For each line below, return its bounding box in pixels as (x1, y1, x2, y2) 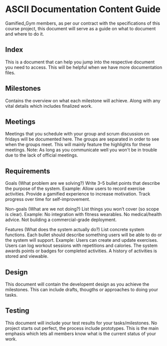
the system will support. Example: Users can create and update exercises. (5, 237, 158, 243)
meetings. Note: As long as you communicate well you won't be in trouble (5, 147, 157, 153)
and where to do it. (5, 31, 44, 37)
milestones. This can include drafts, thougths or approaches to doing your (5, 287, 158, 293)
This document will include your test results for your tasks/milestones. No (5, 320, 157, 326)
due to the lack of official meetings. (5, 152, 79, 158)
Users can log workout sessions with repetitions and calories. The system (5, 243, 158, 249)
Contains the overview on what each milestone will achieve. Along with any (5, 97, 160, 104)
